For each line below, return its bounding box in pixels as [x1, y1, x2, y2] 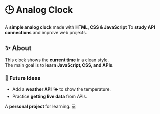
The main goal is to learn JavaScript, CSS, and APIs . [5, 62, 114, 68]
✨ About [5, 44, 32, 53]
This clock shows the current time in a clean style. [5, 57, 109, 63]
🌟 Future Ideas [5, 74, 41, 81]
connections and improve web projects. [5, 29, 87, 35]
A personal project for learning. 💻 [5, 103, 76, 110]
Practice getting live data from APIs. [12, 93, 88, 100]
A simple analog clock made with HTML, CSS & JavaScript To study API [5, 24, 155, 30]
